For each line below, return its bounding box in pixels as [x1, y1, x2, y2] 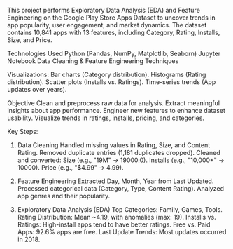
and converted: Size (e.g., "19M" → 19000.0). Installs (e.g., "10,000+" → [17, 156, 225, 164]
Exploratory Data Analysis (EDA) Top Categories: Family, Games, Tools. [17, 206, 223, 213]
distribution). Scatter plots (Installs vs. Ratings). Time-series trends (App [7, 78, 216, 86]
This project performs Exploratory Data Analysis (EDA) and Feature [7, 6, 201, 14]
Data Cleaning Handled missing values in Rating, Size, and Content [17, 141, 211, 149]
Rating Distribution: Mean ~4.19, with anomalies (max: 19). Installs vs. [17, 213, 216, 221]
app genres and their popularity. [17, 192, 111, 200]
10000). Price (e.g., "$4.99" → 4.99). [17, 163, 124, 171]
